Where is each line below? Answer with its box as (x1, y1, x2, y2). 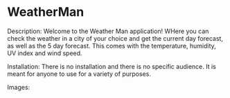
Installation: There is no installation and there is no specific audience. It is (7, 62, 216, 70)
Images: (7, 83, 30, 91)
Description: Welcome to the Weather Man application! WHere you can (7, 27, 209, 35)
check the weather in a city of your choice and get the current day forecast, (7, 34, 224, 42)
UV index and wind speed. (7, 49, 82, 57)
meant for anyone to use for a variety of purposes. (7, 70, 151, 78)
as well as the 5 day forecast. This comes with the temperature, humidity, (7, 41, 216, 50)
